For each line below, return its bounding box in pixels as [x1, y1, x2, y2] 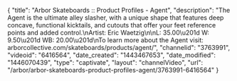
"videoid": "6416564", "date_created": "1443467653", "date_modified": [7, 51, 216, 59]
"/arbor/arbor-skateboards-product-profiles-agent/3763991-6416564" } [7, 66, 219, 74]
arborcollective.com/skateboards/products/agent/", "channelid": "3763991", [7, 44, 230, 51]
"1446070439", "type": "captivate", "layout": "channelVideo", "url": [7, 58, 204, 66]
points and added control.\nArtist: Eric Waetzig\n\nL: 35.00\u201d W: [7, 28, 210, 37]
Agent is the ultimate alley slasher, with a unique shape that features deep [7, 13, 224, 22]
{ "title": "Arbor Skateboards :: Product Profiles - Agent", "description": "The [7, 6, 231, 14]
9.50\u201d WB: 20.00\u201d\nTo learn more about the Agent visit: [7, 36, 204, 44]
